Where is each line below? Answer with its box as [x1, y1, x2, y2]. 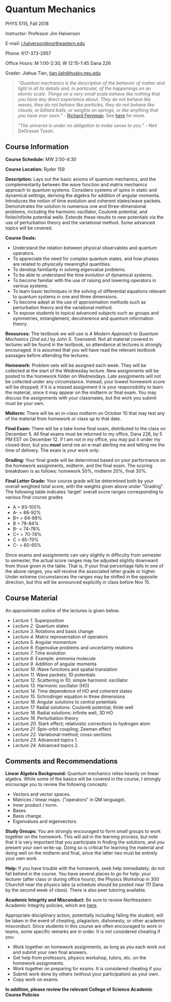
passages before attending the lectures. [5, 352, 89, 358]
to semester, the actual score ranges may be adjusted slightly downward [5, 557, 158, 563]
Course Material [5, 594, 58, 602]
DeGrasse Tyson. [17, 128, 55, 134]
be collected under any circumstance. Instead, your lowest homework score [5, 378, 165, 384]
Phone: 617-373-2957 [5, 50, 52, 56]
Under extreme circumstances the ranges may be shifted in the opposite [5, 573, 158, 579]
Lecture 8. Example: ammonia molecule [12, 655, 96, 661]
